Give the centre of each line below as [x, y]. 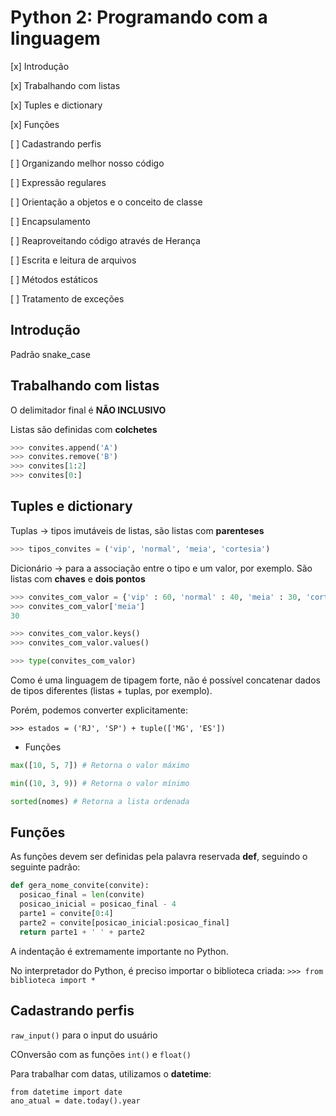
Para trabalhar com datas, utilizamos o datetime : [111, 1073]
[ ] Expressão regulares [58, 182]
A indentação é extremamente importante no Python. [119, 951]
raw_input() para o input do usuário [84, 1035]
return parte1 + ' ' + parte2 [82, 932]
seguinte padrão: [45, 867]
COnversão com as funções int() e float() [101, 1054]
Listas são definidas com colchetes [84, 429]
